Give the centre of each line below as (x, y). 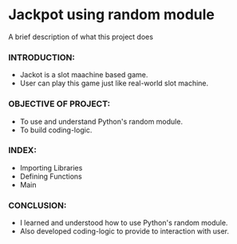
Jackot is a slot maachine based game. (84, 75)
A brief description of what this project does (81, 37)
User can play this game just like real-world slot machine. (114, 83)
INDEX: (23, 151)
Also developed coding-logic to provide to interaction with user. (124, 231)
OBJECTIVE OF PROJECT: (59, 104)
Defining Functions (51, 176)
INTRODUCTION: (42, 57)
